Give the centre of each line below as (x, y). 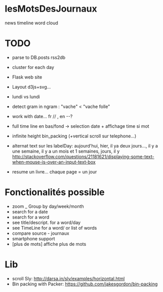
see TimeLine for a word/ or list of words (54, 228)
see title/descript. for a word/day (46, 222)
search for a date (30, 211)
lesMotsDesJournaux (51, 9)
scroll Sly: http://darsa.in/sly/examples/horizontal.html (68, 278)
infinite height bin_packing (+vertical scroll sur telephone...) (74, 136)
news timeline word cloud (32, 23)
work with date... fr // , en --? (42, 116)
